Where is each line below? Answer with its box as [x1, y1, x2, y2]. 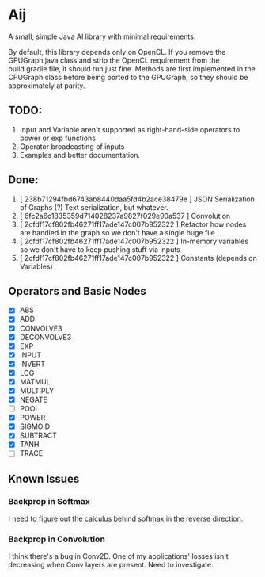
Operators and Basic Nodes [8, 284, 146, 298]
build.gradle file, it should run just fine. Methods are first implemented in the [8, 63, 256, 73]
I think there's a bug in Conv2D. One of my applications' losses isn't [8, 552, 229, 561]
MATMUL [19, 376, 51, 386]
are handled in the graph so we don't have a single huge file [19, 227, 215, 237]
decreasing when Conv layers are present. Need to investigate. [8, 560, 214, 570]
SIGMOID [19, 422, 51, 431]
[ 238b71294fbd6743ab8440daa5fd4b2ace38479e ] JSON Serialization [19, 194, 256, 204]
